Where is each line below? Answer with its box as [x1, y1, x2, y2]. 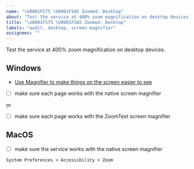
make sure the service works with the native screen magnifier [14, 145, 163, 152]
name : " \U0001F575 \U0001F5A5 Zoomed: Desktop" [6, 8, 124, 15]
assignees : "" [6, 30, 41, 36]
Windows [6, 63, 41, 73]
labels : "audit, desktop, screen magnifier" [6, 24, 116, 31]
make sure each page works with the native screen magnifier [14, 90, 161, 97]
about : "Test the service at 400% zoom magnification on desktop [6, 14, 168, 20]
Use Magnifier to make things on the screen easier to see [14, 78, 153, 85]
